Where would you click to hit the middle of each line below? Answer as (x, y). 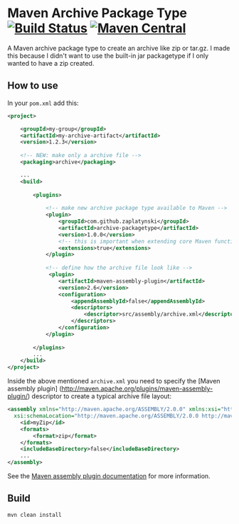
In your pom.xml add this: (43, 103)
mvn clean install (34, 515)
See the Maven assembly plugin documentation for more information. (109, 476)
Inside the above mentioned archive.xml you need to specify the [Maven (114, 381)
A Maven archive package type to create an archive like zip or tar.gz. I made (119, 48)
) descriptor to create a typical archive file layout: (100, 396)
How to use (33, 86)
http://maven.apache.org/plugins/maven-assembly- (137, 389)
